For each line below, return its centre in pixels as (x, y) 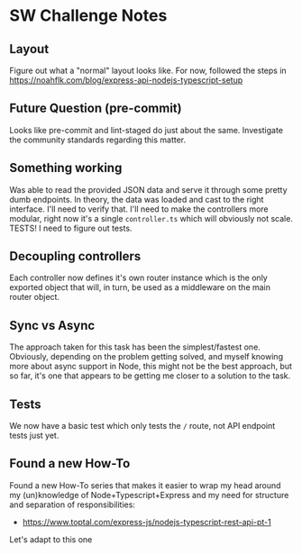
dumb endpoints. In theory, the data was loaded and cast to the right (137, 199)
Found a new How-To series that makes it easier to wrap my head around (145, 485)
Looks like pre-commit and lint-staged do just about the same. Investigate (146, 130)
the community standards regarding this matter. (98, 140)
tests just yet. (34, 436)
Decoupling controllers (75, 256)
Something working (66, 168)
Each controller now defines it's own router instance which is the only (138, 278)
